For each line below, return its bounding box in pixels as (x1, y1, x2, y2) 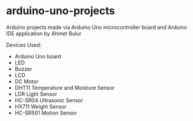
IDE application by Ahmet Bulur (6, 30, 81, 37)
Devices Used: (6, 41, 42, 48)
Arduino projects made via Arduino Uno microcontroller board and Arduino (6, 24, 187, 31)
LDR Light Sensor (14, 90, 57, 97)
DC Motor (14, 78, 39, 85)
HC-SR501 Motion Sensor (14, 109, 77, 116)
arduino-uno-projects (6, 4, 115, 18)
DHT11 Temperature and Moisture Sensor (14, 84, 115, 91)
